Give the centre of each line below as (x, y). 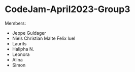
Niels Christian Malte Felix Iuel (44, 38)
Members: (15, 23)
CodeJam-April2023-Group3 (68, 9)
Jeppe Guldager (29, 33)
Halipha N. (23, 49)
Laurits (19, 43)
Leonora (21, 54)
